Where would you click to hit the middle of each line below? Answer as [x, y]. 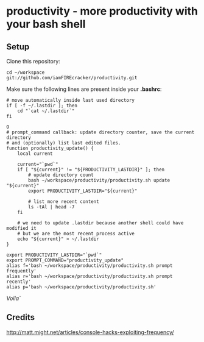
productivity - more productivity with [102, 11]
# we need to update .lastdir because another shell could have [100, 223]
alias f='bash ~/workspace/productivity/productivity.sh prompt [90, 266]
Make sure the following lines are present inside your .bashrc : [84, 89]
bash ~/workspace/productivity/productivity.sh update [99, 180]
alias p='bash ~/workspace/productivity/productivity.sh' [81, 287]
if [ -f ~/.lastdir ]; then [42, 105]
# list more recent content [64, 202]
